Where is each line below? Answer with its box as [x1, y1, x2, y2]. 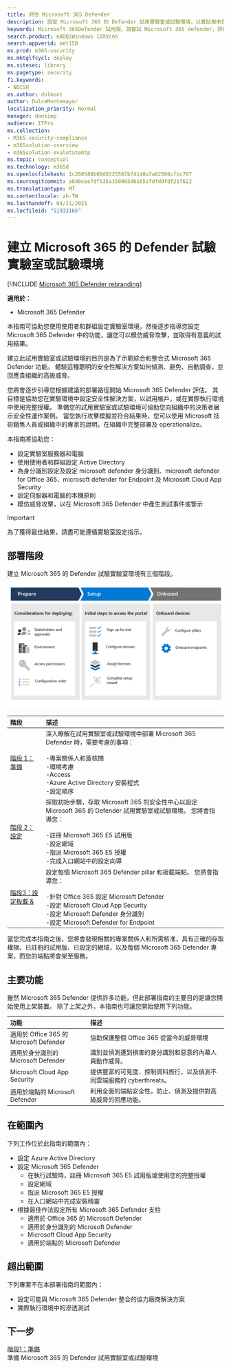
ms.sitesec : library [7, 62, 67, 69]
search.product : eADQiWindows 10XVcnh [7, 33, 118, 40]
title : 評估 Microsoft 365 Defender [7, 11, 110, 18]
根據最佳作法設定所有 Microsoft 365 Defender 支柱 [16, 1205, 162, 1214]
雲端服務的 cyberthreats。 [96, 1076, 170, 1084]
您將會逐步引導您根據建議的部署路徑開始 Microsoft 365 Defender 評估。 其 [7, 386, 219, 394]
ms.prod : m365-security [7, 47, 76, 54]
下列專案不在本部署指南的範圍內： [7, 1280, 104, 1288]
